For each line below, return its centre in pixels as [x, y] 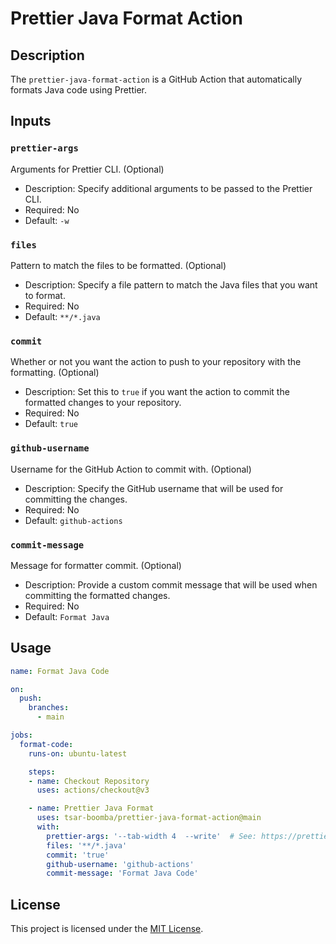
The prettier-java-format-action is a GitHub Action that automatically [156, 79]
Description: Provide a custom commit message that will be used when [171, 584]
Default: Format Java [67, 616]
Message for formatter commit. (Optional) [96, 565]
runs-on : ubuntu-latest [78, 753]
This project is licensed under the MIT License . [107, 929]
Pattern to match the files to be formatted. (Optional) [118, 265]
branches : [49, 708]
